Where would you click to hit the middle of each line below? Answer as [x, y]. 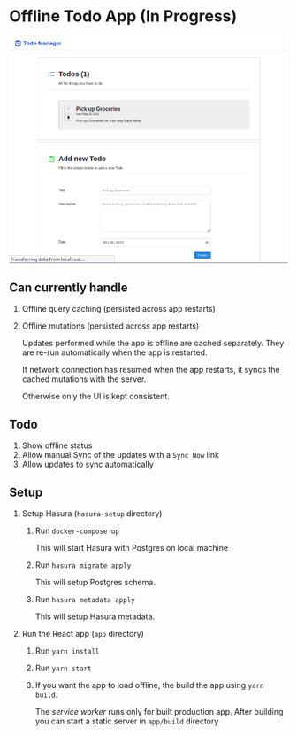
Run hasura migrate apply [83, 565]
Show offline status [57, 445]
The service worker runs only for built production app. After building [159, 711]
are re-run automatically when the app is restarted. [114, 352]
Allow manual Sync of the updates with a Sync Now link [120, 455]
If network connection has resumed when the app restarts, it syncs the [151, 370]
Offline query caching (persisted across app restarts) [119, 309]
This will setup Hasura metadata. [95, 616]
